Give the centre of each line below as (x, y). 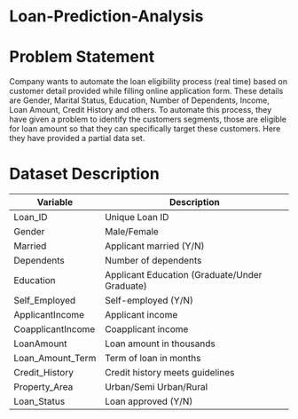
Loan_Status (39, 401)
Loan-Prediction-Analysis (106, 16)
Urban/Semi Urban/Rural (157, 387)
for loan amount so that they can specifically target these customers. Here (145, 129)
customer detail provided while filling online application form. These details (146, 91)
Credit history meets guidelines (170, 373)
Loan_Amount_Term (55, 359)
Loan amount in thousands (160, 344)
